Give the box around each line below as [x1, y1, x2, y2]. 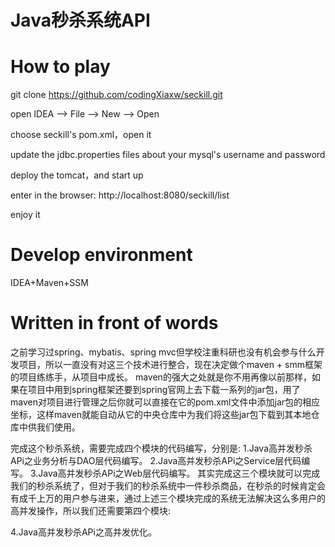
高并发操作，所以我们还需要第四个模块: [10, 505, 172, 516]
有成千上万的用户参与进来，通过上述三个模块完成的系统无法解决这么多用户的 [10, 492, 326, 504]
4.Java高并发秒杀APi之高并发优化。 [10, 526, 157, 538]
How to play [10, 56, 111, 78]
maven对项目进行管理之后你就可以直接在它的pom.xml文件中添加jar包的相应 [10, 396, 321, 408]
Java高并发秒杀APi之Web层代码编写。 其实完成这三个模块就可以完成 [38, 467, 321, 479]
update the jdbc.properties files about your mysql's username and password [10, 149, 326, 161]
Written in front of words [10, 312, 219, 335]
